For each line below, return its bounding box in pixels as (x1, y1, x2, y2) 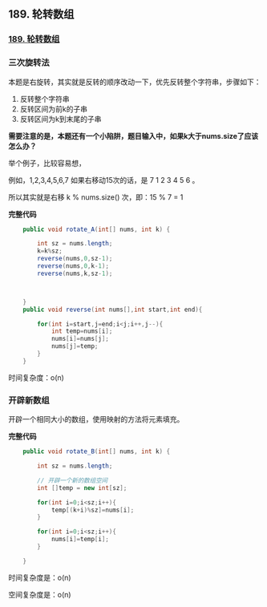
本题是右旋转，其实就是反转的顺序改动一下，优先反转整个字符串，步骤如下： (8, 77, 261, 87)
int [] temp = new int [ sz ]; (37, 484, 127, 492)
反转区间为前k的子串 (19, 103, 88, 114)
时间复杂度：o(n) (8, 372, 64, 382)
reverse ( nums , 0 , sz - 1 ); (37, 255, 113, 263)
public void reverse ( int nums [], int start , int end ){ (22, 306, 203, 314)
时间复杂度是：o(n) (8, 573, 71, 582)
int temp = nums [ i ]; (51, 327, 113, 335)
